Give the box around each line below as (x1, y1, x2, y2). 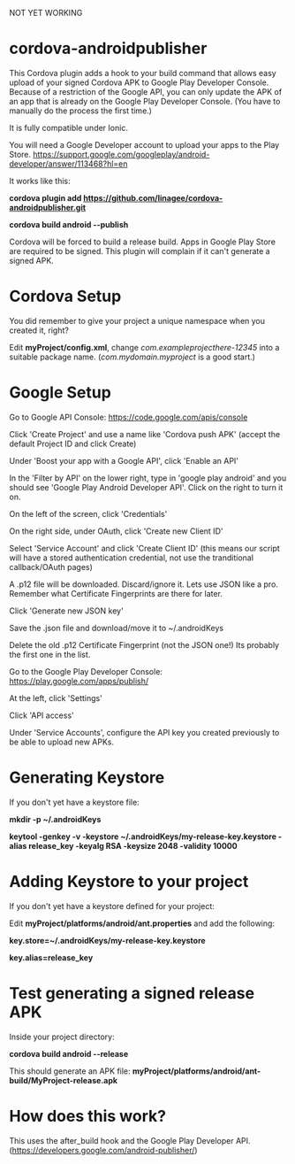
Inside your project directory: (9, 1031, 115, 1042)
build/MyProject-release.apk (9, 1075, 117, 1085)
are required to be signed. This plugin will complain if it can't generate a (9, 245, 271, 256)
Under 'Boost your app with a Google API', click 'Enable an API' (9, 455, 239, 466)
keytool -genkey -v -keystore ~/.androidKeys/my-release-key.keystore (9, 831, 276, 842)
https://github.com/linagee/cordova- (83, 192, 223, 203)
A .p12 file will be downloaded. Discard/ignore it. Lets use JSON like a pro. (9, 579, 278, 590)
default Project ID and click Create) (9, 438, 137, 449)
